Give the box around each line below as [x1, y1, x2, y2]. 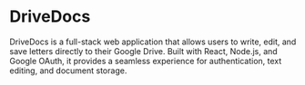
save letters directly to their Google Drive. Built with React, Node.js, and [9, 45, 278, 56]
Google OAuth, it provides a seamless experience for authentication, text [9, 55, 282, 66]
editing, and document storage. [9, 65, 127, 76]
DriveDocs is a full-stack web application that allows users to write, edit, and [9, 36, 297, 47]
